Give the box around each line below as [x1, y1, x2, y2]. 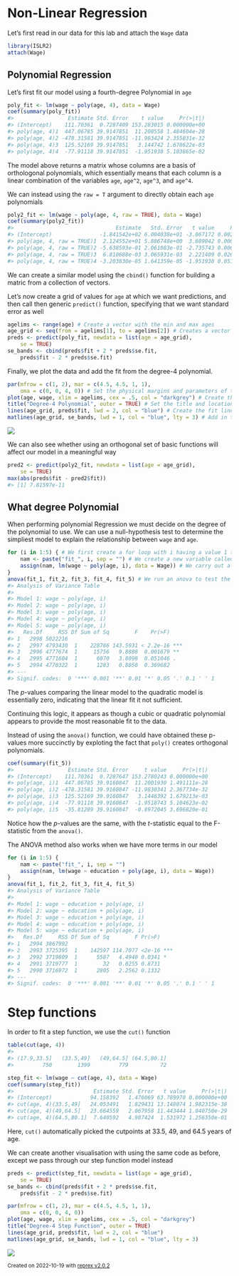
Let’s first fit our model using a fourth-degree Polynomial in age [7, 88, 192, 96]
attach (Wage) [7, 49, 46, 56]
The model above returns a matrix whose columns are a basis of [7, 160, 196, 169]
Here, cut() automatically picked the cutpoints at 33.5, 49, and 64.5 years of [7, 1127, 232, 1135]
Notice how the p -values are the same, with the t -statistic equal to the [7, 819, 213, 827]
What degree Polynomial [7, 501, 119, 513]
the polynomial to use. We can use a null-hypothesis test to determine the [7, 528, 224, 536]
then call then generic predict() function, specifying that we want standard [7, 300, 229, 308]
